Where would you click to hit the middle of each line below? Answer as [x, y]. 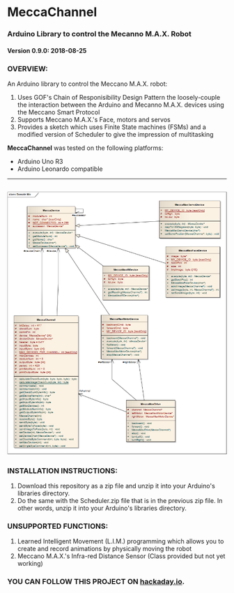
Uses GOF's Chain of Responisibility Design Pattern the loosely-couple [119, 97]
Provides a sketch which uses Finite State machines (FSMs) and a [112, 127]
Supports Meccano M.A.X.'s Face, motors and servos [94, 120]
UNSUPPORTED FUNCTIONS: [58, 526]
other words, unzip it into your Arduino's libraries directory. [102, 508]
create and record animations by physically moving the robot [104, 549]
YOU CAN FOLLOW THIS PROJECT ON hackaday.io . [96, 582]
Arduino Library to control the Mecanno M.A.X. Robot [99, 34]
